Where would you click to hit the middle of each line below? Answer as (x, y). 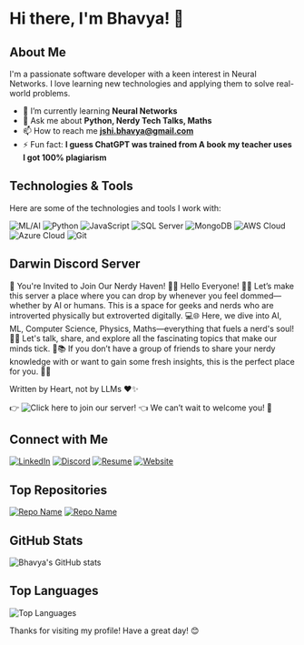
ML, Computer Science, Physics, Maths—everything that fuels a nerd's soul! (152, 328)
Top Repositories (59, 490)
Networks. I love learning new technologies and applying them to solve (142, 84)
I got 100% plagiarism (64, 157)
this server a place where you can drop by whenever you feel (124, 296)
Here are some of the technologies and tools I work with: (115, 207)
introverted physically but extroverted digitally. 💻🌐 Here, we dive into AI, (146, 315)
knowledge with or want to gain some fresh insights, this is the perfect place (152, 361)
